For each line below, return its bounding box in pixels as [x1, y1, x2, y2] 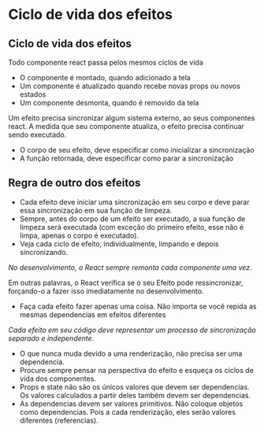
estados [19, 90, 46, 99]
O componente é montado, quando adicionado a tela [19, 73, 191, 82]
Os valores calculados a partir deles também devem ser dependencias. [19, 390, 251, 400]
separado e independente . [8, 333, 95, 343]
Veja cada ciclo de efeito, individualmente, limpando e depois [19, 238, 219, 249]
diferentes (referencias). [19, 415, 99, 425]
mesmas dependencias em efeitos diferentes [19, 309, 166, 319]
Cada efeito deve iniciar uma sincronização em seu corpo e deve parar [19, 197, 250, 206]
